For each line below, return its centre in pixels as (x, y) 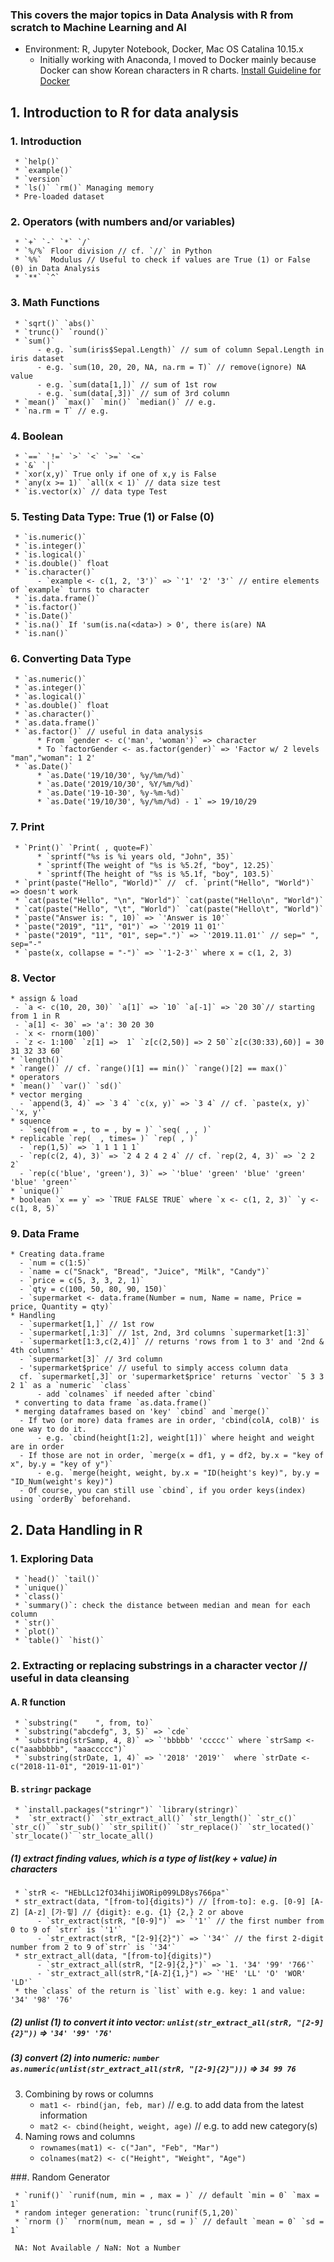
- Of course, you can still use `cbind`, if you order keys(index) (163, 1491)
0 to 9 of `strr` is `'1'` (66, 1930)
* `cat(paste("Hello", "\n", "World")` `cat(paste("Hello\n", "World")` (169, 900)
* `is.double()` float (62, 564)
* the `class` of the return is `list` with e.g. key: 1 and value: (160, 1991)
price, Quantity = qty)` (62, 1307)
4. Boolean (37, 436)
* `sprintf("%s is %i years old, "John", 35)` (135, 856)
